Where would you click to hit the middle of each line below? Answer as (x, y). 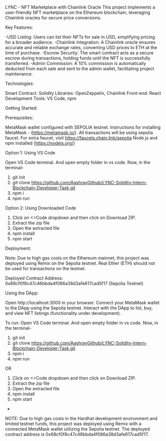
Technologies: (20, 83)
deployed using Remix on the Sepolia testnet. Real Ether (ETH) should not (80, 263)
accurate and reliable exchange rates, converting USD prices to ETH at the (81, 47)
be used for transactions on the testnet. (45, 268)
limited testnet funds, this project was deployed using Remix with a (73, 424)
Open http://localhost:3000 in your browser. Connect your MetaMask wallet (82, 303)
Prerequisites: (19, 118)
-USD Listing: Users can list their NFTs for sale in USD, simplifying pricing (80, 37)
